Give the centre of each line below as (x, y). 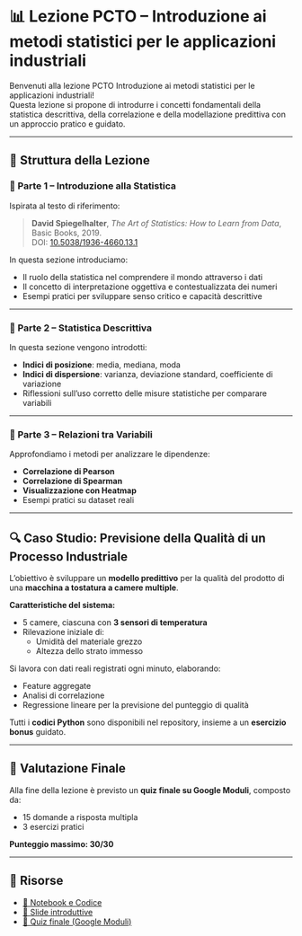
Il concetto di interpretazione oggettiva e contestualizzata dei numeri (150, 287)
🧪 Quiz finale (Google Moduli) (77, 922)
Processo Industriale (69, 556)
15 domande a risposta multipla (80, 817)
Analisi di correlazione (63, 695)
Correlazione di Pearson (68, 472)
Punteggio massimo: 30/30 (62, 843)
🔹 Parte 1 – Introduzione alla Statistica (93, 186)
